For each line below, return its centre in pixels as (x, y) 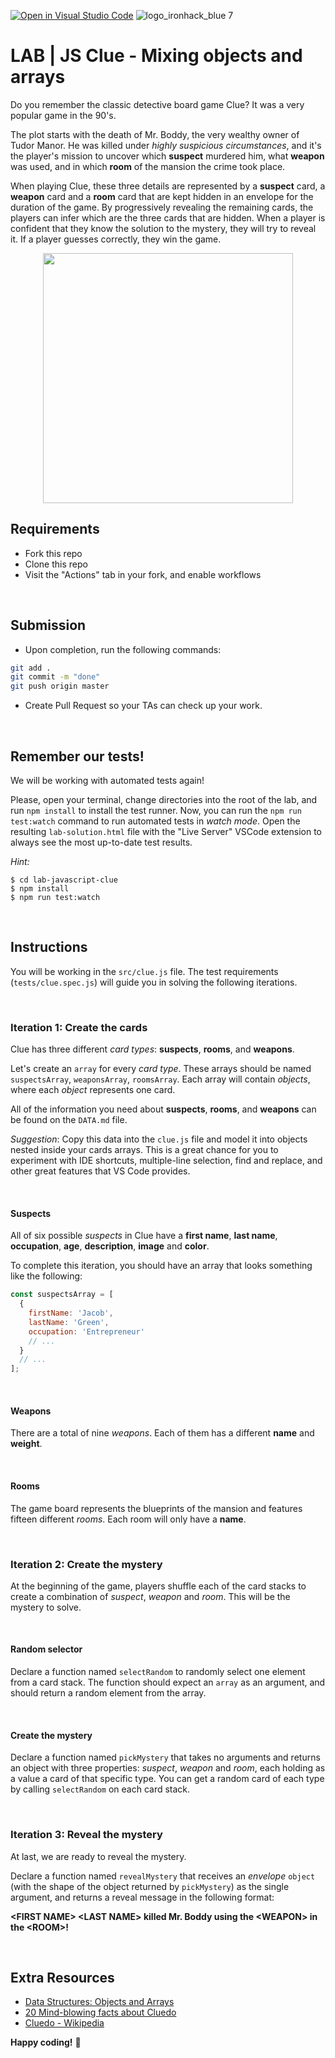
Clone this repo (56, 564)
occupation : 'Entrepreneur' (86, 1331)
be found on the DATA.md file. (69, 1120)
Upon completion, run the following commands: (123, 649)
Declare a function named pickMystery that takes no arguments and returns (165, 1757)
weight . (26, 1444)
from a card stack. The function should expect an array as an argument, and (168, 1682)
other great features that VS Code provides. (100, 1171)
